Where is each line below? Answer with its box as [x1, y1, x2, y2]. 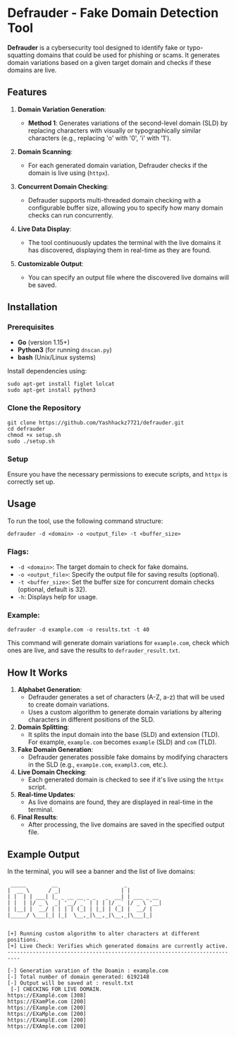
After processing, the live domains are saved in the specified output [27, 820, 225, 829]
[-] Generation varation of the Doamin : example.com [7, 967, 169, 975]
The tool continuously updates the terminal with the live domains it [27, 238, 221, 246]
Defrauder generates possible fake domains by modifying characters [27, 753, 228, 762]
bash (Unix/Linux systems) [17, 353, 97, 361]
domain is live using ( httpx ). [27, 168, 110, 177]
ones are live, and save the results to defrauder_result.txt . [7, 646, 181, 654]
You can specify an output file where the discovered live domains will [27, 273, 230, 282]
